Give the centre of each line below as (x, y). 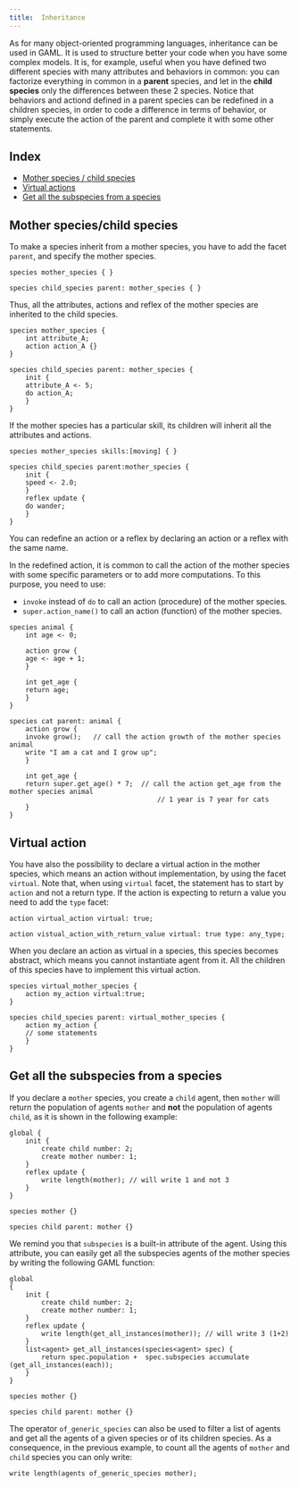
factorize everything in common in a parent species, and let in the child (141, 80)
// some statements (62, 1034)
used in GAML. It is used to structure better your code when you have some (148, 52)
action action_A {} (62, 346)
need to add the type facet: (59, 902)
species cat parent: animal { (66, 722)
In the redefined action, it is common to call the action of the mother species (149, 565)
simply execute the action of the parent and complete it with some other (141, 119)
